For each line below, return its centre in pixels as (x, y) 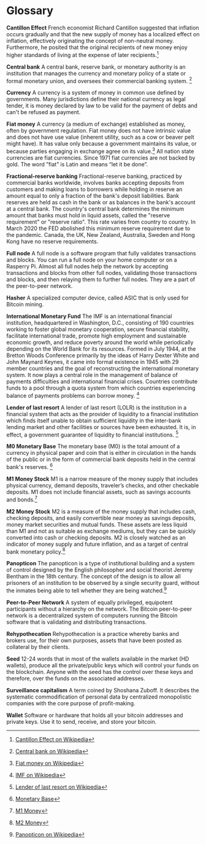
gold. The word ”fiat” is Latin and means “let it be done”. (77, 164)
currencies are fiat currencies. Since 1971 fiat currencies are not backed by (101, 158)
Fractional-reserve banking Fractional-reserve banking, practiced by (94, 176)
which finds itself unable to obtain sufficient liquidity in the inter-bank (94, 420)
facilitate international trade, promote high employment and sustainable (97, 336)
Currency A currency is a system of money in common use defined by (95, 93)
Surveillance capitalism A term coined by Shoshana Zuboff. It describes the (103, 690)
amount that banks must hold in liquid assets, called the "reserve (88, 215)
